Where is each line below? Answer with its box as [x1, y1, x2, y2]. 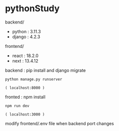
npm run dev [5, 103, 29, 108]
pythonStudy [5, 3, 60, 14]
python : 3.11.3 [12, 28, 41, 34]
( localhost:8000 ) [5, 85, 45, 90]
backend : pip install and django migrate [5, 67, 86, 73]
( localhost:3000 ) [5, 112, 45, 117]
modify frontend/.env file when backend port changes [5, 120, 114, 126]
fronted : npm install [5, 94, 46, 100]
